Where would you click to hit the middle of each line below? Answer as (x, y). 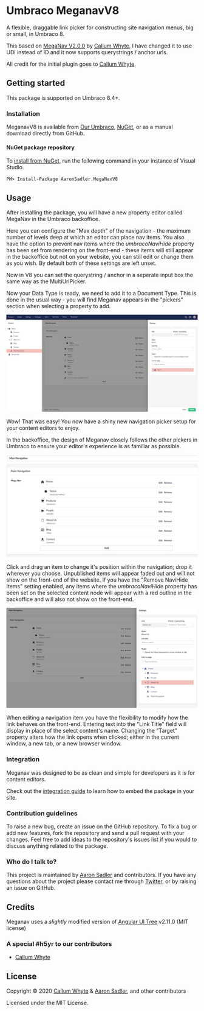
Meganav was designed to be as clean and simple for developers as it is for (101, 773)
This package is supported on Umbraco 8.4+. (63, 97)
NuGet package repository (40, 147)
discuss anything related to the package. (57, 846)
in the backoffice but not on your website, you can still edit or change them (100, 257)
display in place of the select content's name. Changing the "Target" (92, 731)
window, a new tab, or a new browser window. (64, 744)
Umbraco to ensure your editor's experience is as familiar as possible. (94, 446)
